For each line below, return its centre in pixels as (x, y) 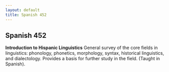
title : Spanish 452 (26, 15)
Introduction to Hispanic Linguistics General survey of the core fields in (82, 48)
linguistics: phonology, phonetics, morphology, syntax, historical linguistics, (85, 53)
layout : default (22, 10)
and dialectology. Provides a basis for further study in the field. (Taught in (83, 59)
